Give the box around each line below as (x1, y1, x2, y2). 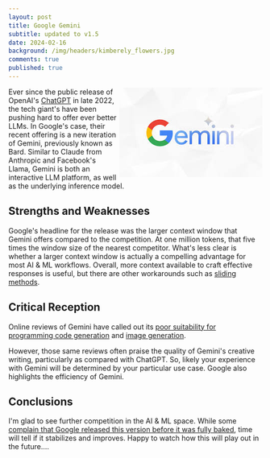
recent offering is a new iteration (8, 130, 117, 139)
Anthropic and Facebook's (8, 155, 97, 165)
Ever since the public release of (8, 87, 114, 97)
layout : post (8, 13, 52, 21)
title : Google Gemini (8, 21, 81, 30)
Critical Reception (8, 300, 101, 314)
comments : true (8, 56, 60, 64)
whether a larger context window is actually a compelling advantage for (8, 251, 246, 261)
